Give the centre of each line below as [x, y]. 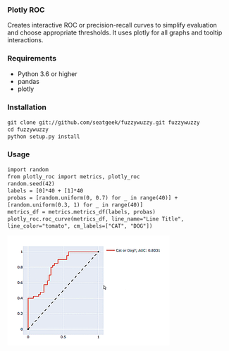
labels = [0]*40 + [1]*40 [45, 191]
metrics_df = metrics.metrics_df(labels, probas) [82, 212]
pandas [29, 81]
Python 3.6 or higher [47, 74]
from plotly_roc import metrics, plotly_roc [74, 177]
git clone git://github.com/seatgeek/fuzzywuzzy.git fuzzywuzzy [104, 122]
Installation [27, 107]
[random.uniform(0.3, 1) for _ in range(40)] [75, 205]
